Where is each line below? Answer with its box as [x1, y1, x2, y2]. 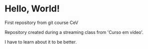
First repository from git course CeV [4, 19, 78, 25]
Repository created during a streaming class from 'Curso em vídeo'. [4, 29, 144, 35]
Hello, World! [4, 3, 60, 14]
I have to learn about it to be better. [4, 38, 77, 45]
